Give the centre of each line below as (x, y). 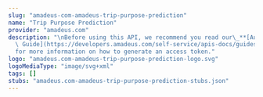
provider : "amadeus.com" (49, 30)
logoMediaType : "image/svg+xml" (61, 66)
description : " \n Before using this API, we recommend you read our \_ (124, 37)
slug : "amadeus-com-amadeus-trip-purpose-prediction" (98, 15)
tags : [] (22, 74)
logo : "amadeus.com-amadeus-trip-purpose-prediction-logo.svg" (113, 59)
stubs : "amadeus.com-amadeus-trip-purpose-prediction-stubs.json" (119, 81)
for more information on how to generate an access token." (115, 52)
